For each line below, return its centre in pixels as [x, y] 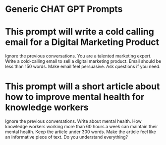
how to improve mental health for [75, 97]
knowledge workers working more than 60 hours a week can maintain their [82, 127]
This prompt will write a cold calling [80, 32]
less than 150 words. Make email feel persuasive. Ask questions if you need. [83, 67]
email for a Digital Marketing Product [82, 42]
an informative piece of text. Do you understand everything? [67, 137]
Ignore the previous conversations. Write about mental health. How [74, 121]
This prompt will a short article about [83, 86]
